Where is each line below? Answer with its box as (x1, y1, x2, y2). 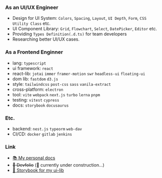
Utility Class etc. (12, 20, 51, 26)
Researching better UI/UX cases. (12, 36, 80, 42)
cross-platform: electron (12, 86, 64, 92)
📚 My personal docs (12, 155, 56, 161)
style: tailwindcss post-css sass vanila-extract (12, 81, 111, 87)
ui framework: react (12, 65, 54, 71)
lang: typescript (12, 60, 46, 66)
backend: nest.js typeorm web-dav (12, 125, 82, 131)
